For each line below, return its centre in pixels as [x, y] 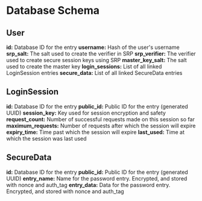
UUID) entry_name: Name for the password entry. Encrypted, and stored [97, 178]
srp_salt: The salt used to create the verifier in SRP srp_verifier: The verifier [101, 54]
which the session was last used [46, 138]
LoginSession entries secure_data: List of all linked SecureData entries [94, 73]
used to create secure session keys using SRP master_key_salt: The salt [96, 60]
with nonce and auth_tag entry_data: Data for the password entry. [88, 185]
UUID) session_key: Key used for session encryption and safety [86, 113]
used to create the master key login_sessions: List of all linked [84, 66]
